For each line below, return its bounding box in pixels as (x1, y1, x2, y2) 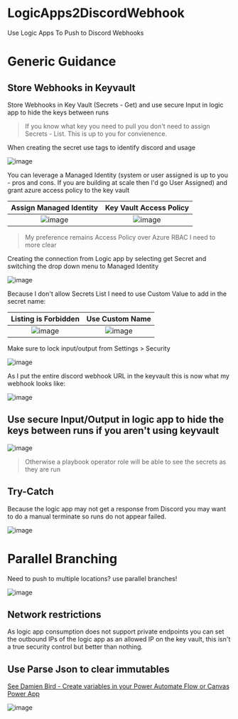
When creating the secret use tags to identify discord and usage (7, 143, 196, 151)
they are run (24, 464, 61, 474)
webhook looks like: (7, 379, 66, 388)
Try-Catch (7, 486, 54, 498)
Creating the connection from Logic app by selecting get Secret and (7, 254, 207, 262)
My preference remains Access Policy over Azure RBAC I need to (24, 233, 216, 241)
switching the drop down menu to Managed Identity (7, 262, 159, 270)
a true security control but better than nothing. (7, 642, 144, 651)
